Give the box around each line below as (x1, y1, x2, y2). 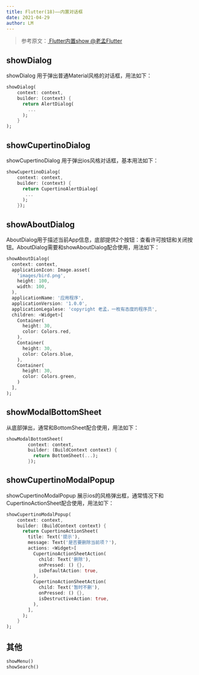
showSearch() (6, 664, 39, 670)
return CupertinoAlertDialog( (22, 185, 98, 192)
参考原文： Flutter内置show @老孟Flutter (21, 37, 122, 45)
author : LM (6, 20, 34, 26)
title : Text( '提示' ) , (28, 534, 80, 540)
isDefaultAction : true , (38, 568, 98, 574)
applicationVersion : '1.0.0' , (11, 300, 87, 307)
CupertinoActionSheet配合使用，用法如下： (6, 499, 115, 507)
